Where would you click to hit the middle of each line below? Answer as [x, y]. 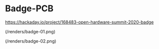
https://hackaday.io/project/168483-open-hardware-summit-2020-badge [79, 22]
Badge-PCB [29, 9]
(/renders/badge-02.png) [31, 41]
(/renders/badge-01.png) [30, 31]
